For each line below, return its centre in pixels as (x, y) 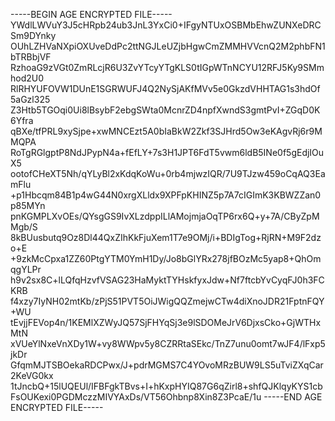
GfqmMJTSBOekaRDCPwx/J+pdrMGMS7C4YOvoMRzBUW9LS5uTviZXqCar (167, 365)
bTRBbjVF (31, 57)
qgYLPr (26, 269)
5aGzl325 (30, 99)
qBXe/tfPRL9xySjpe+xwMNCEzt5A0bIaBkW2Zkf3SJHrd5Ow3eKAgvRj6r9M (166, 131)
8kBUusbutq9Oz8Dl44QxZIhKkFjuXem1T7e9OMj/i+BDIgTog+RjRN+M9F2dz (166, 237)
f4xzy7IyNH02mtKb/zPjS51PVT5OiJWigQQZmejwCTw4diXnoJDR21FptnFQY (167, 301)
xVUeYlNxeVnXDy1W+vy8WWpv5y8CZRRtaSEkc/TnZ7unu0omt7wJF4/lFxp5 (168, 343)
